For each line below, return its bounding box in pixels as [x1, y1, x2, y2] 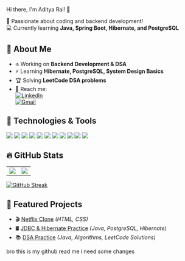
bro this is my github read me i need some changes [6, 248, 135, 255]
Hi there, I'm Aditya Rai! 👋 [6, 6, 71, 13]
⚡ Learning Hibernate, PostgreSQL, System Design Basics [15, 67, 164, 75]
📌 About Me [6, 44, 52, 55]
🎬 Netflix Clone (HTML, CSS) [15, 215, 88, 223]
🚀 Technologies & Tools [6, 116, 97, 126]
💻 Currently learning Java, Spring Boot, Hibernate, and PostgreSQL [6, 24, 180, 32]
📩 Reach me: [15, 85, 47, 92]
